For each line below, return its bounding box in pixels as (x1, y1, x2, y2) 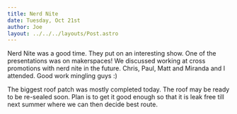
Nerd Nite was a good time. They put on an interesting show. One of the (7, 49, 216, 58)
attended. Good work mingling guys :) (7, 72, 118, 80)
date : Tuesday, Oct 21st (7, 17, 81, 24)
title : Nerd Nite (7, 10, 59, 18)
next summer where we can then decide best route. (7, 100, 158, 109)
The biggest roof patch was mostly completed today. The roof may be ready (7, 85, 230, 94)
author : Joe (7, 23, 42, 30)
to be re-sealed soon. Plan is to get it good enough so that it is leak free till (7, 93, 224, 101)
